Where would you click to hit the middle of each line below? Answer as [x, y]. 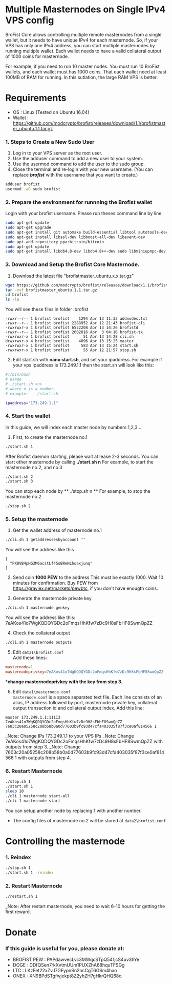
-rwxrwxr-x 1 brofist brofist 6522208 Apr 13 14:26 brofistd [72, 328]
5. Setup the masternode [37, 519]
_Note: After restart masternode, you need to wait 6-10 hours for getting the [85, 906]
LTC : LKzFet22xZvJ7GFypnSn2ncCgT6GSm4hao [65, 971]
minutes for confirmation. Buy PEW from [55, 583]
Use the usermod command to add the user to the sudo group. [79, 164]
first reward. [18, 912]
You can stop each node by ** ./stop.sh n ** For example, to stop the [78, 491]
